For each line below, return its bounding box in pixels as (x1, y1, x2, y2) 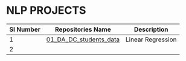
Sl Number (9, 25, 40, 33)
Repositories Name (55, 25, 111, 33)
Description (133, 25, 168, 33)
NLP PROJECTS (6, 4, 86, 17)
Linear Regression (125, 35, 177, 44)
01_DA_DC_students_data (46, 35, 120, 44)
